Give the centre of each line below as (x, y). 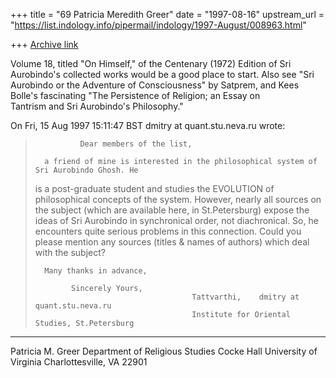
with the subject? (70, 252)
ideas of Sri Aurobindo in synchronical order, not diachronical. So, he (176, 220)
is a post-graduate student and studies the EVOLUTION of (154, 188)
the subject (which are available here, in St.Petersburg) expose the (172, 210)
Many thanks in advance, (96, 271)
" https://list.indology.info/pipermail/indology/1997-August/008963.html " (158, 25)
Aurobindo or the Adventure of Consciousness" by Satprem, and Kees (155, 85)
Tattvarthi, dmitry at (245, 297)
